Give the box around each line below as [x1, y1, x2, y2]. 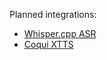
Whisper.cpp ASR [23, 28, 97, 39]
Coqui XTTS [23, 39, 74, 50]
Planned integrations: [9, 9, 97, 20]
